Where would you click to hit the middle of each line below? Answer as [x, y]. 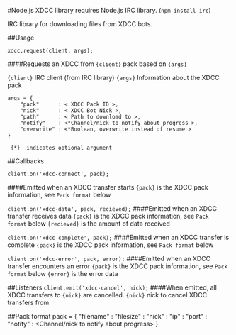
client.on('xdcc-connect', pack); [58, 174]
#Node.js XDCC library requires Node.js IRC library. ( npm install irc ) [109, 10]
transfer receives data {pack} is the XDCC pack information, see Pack [108, 216]
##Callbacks [26, 161]
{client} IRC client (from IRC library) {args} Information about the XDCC [113, 78]
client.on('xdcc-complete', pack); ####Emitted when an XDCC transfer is [118, 237]
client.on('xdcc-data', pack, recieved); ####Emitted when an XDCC [112, 208]
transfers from [28, 302]
